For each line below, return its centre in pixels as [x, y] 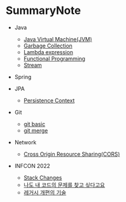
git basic [34, 124]
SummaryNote [44, 11]
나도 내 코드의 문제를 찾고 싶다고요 [64, 185]
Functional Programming [54, 58]
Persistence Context [49, 100]
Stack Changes [43, 178]
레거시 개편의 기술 [45, 192]
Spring [23, 77]
